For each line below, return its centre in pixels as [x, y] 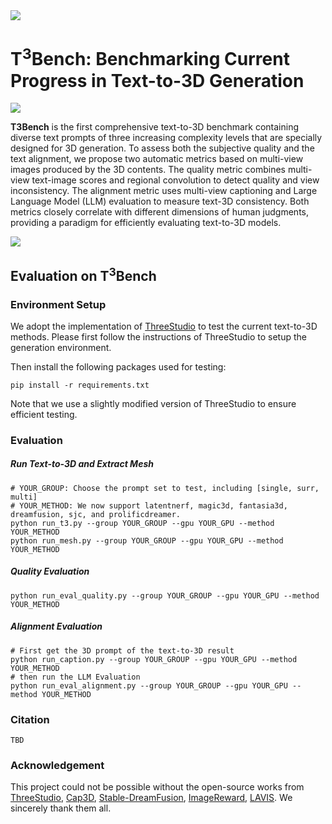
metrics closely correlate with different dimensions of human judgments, [159, 212]
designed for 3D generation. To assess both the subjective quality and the [162, 148]
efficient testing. [44, 414]
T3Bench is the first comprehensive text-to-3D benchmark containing [154, 127]
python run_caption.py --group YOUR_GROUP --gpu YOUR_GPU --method [154, 659]
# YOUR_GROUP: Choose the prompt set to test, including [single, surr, [165, 488]
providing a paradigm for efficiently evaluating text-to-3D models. [146, 223]
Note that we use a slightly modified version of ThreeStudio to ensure [153, 403]
